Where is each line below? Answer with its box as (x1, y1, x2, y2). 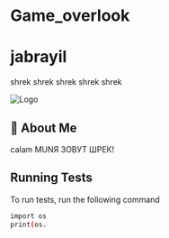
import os (10, 211, 48, 221)
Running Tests (10, 170, 93, 186)
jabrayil (10, 47, 67, 68)
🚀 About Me (10, 120, 77, 135)
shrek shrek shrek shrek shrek (10, 77, 122, 87)
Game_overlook (10, 5, 130, 26)
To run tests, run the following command (10, 194, 160, 205)
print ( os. (10, 220, 48, 229)
